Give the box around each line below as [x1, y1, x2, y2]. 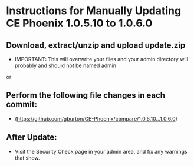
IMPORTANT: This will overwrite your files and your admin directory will [14, 56, 189, 62]
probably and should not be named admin [14, 62, 117, 69]
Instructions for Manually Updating [6, 4, 182, 18]
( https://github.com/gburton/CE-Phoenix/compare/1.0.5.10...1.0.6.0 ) [14, 115, 178, 122]
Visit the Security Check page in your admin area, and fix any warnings [14, 148, 188, 155]
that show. [14, 154, 40, 161]
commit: [6, 99, 37, 109]
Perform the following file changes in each [6, 90, 166, 101]
